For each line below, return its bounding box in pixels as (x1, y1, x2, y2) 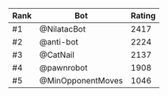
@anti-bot (39, 36, 78, 47)
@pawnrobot (39, 63, 88, 73)
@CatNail (39, 49, 75, 60)
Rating (130, 10, 156, 21)
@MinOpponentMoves (39, 75, 124, 86)
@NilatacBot (39, 24, 86, 34)
